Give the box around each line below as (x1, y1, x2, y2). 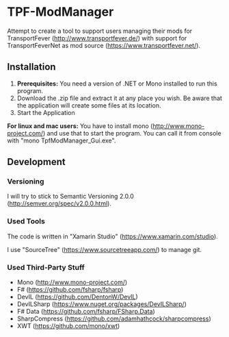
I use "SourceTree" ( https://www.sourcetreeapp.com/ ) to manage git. (7, 245, 202, 253)
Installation (7, 61, 56, 73)
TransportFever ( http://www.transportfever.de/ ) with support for (7, 34, 187, 42)
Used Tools (7, 216, 46, 226)
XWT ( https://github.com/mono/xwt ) (16, 322, 120, 330)
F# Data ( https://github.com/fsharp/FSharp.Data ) (16, 308, 155, 316)
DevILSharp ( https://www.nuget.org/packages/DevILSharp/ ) (16, 300, 187, 308)
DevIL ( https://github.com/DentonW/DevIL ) (16, 292, 138, 301)
